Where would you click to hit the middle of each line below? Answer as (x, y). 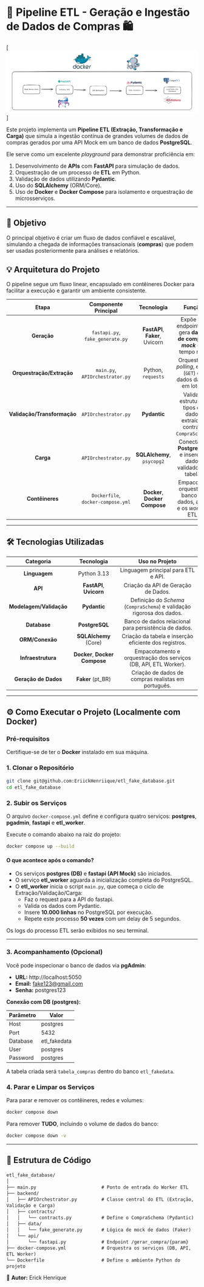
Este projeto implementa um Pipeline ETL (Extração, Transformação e (95, 129)
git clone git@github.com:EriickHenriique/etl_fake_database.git (90, 781)
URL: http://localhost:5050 (48, 977)
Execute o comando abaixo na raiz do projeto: (64, 834)
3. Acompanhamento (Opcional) (55, 952)
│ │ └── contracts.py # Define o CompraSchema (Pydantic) (100, 1218)
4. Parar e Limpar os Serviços (50, 1087)
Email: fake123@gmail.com (49, 983)
